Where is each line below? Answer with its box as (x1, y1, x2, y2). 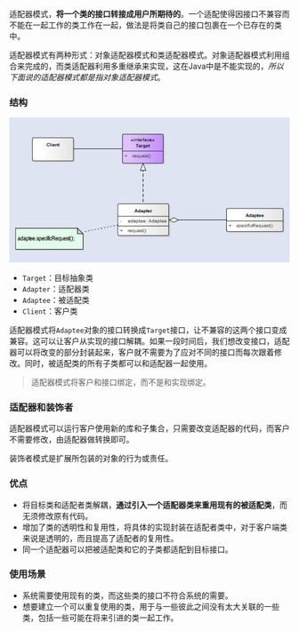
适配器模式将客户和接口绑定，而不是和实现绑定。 (30, 377, 211, 387)
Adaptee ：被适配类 (21, 294, 90, 305)
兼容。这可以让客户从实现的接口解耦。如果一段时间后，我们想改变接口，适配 (9, 335, 290, 346)
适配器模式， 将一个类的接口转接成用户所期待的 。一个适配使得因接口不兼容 (9, 9, 282, 19)
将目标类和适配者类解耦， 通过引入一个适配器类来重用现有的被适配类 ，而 (21, 499, 287, 510)
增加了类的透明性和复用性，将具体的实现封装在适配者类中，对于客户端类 (21, 522, 287, 532)
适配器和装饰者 (9, 401, 74, 413)
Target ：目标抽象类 (21, 272, 93, 283)
